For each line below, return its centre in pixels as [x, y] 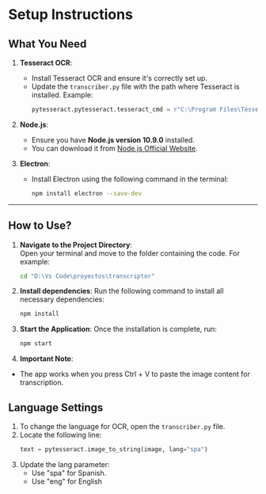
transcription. [42, 382]
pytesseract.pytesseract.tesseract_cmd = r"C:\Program [123, 109]
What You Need [47, 44]
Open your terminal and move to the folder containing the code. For [129, 253]
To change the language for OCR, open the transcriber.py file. [122, 426]
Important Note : [46, 359]
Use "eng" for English [67, 481]
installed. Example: [62, 95]
